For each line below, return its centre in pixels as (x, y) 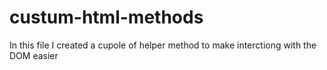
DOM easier (34, 55)
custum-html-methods (106, 17)
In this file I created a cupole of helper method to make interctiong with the (163, 45)
